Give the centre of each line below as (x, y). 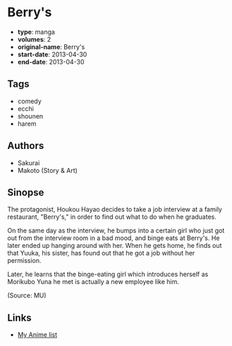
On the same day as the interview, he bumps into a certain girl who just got (116, 231)
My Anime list (37, 335)
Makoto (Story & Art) (47, 170)
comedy (30, 101)
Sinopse (26, 192)
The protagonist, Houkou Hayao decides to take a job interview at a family (115, 210)
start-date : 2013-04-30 (52, 54)
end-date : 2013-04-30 (51, 61)
